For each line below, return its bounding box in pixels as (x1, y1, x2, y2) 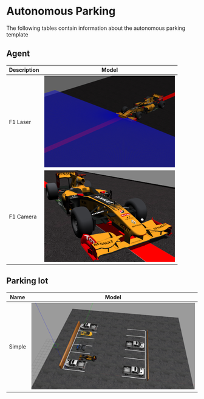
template (6, 30, 29, 38)
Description (8, 66, 39, 74)
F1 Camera (8, 213, 37, 220)
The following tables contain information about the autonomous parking (6, 24, 186, 32)
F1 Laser (8, 119, 32, 125)
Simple (8, 342, 26, 350)
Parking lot (6, 276, 49, 286)
